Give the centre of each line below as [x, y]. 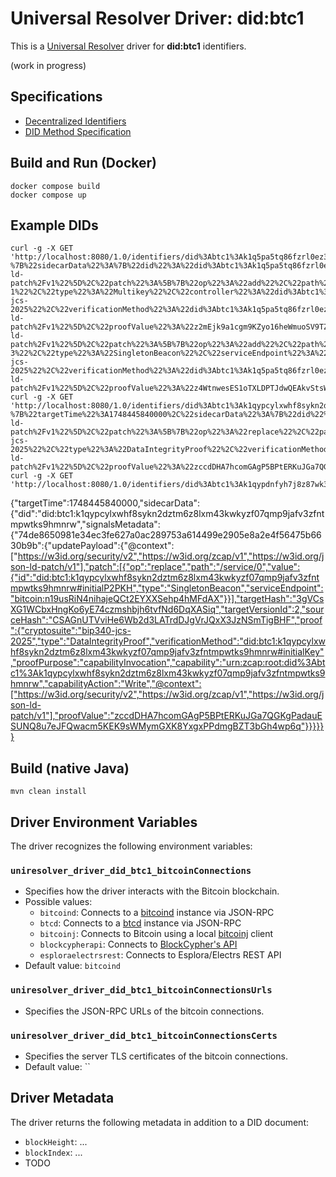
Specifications [56, 97]
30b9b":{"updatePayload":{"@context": [92, 546]
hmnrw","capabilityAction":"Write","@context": [106, 684]
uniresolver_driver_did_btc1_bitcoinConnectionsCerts [144, 1035]
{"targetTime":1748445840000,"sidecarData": [105, 503]
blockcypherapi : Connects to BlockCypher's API [138, 944]
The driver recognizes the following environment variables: [131, 846]
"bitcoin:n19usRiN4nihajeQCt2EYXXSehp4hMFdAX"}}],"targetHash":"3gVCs [167, 599]
